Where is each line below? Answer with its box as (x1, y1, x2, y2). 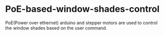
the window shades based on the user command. (5, 25, 107, 31)
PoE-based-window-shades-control (5, 3, 159, 15)
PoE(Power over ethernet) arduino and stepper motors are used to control (5, 20, 158, 26)
